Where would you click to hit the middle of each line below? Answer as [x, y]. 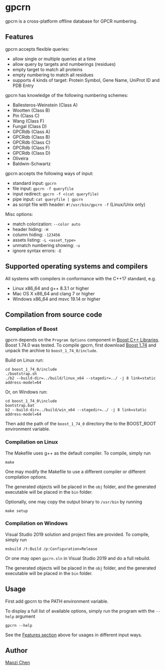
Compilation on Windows [37, 523]
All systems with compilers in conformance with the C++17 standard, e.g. [81, 278]
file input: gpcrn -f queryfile [43, 188]
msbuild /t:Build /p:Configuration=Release [51, 549]
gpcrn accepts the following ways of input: [49, 173]
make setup [17, 511]
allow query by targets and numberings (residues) [64, 64]
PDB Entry [23, 85]
